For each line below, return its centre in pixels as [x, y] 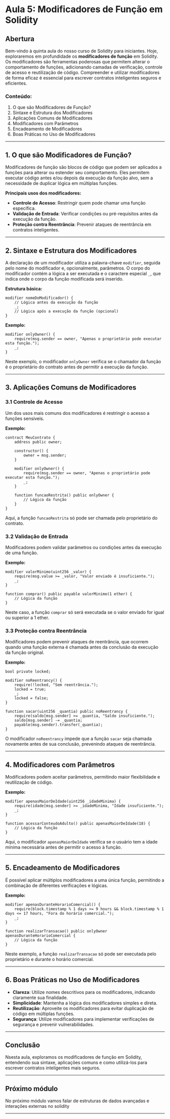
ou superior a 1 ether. [27, 618]
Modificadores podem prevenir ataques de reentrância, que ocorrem [77, 642]
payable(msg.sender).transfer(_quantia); [58, 725]
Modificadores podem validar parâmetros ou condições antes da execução [83, 547]
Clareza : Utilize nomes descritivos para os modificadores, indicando [84, 992]
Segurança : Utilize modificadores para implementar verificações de [83, 1019]
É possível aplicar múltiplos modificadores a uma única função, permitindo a [85, 880]
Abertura [20, 39]
